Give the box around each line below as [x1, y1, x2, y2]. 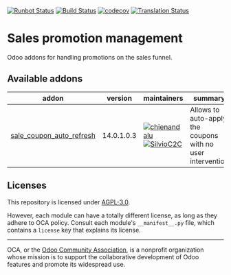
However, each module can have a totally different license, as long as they [7, 211, 218, 219]
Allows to [190, 105, 220, 115]
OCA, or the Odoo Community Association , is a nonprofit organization [7, 246, 204, 254]
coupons [190, 130, 219, 140]
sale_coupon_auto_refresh [10, 130, 96, 140]
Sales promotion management [7, 31, 184, 46]
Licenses [7, 180, 47, 191]
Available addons [7, 73, 83, 85]
